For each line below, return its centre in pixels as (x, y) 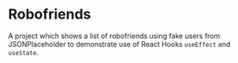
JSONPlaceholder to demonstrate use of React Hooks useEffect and (119, 44)
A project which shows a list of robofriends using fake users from (114, 36)
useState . (24, 52)
